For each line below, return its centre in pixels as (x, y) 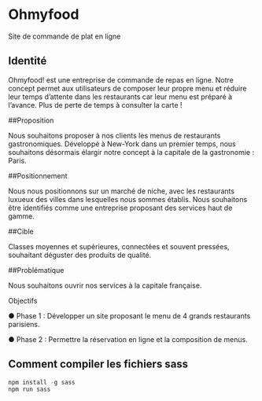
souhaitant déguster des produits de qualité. (80, 255)
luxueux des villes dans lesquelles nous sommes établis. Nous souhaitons (128, 199)
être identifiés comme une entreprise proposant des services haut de (120, 208)
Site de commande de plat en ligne (65, 36)
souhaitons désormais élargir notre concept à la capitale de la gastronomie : (131, 152)
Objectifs (23, 300)
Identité (28, 61)
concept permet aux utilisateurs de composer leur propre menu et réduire (127, 88)
